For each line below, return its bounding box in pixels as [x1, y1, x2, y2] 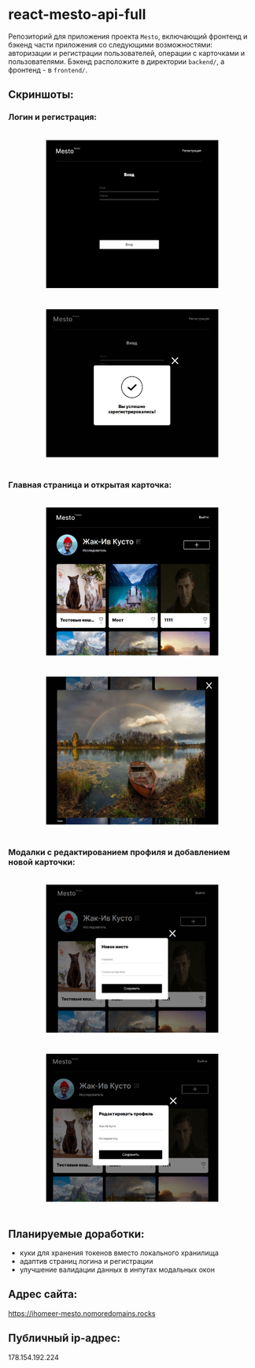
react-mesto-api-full [8, 6, 146, 24]
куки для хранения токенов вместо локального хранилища [19, 1248, 219, 1258]
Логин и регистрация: [8, 112, 97, 123]
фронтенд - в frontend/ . [8, 65, 88, 74]
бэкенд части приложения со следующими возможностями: [8, 39, 213, 49]
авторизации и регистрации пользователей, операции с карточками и [8, 48, 246, 58]
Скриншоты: [8, 88, 74, 102]
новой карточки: [8, 856, 76, 867]
